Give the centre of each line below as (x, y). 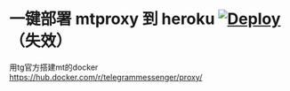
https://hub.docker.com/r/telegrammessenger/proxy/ (106, 77)
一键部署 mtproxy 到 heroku (112, 19)
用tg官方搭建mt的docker (54, 67)
